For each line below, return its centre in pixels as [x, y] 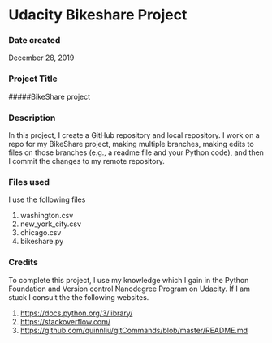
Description [32, 118]
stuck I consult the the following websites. [79, 297]
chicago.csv [41, 233]
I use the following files [47, 199]
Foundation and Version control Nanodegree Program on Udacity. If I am [129, 289]
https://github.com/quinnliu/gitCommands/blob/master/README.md [134, 330]
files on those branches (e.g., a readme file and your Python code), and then [136, 152]
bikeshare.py [42, 242]
